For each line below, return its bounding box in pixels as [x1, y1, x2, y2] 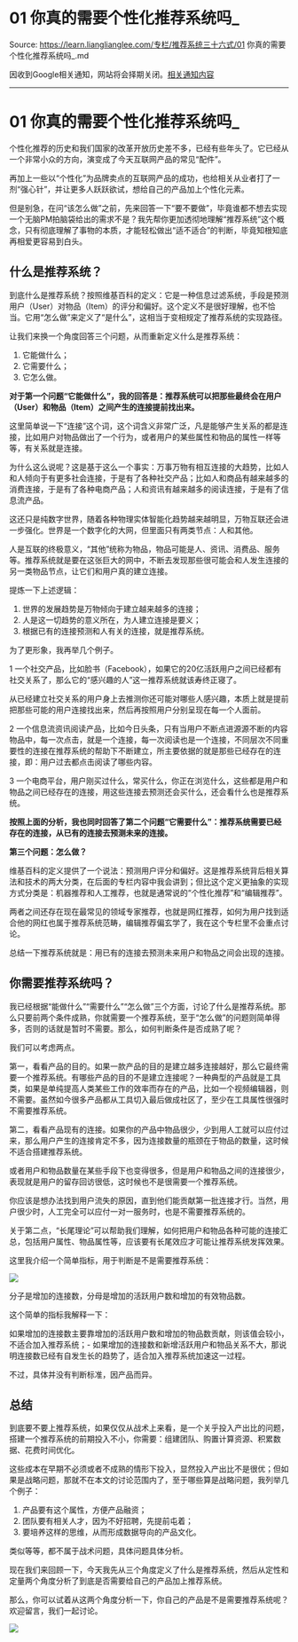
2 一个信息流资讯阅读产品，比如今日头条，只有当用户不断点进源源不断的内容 [9, 723, 288, 734]
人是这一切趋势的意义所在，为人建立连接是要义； [21, 614, 201, 625]
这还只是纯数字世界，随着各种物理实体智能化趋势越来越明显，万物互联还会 [9, 514, 281, 524]
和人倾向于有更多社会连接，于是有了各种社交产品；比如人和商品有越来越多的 [9, 472, 289, 483]
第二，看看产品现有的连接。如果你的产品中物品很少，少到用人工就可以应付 [9, 1124, 281, 1135]
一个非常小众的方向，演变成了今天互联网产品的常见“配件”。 [9, 153, 226, 164]
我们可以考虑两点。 [9, 1041, 80, 1052]
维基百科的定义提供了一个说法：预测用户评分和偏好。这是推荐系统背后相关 [9, 865, 281, 876]
